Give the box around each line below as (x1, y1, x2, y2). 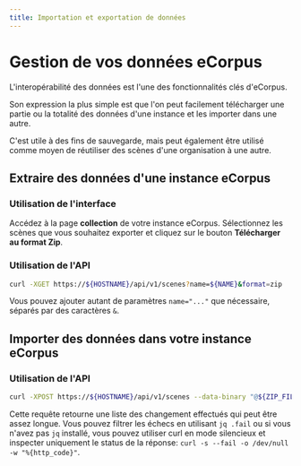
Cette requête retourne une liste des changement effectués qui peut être (9, 409, 278, 419)
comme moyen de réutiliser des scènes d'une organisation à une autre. (9, 144, 271, 155)
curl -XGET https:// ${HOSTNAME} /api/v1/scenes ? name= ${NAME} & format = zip (9, 280, 282, 289)
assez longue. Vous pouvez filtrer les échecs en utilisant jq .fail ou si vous (9, 418, 291, 428)
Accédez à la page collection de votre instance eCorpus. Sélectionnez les (9, 218, 284, 229)
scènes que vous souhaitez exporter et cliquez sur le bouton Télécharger (9, 228, 280, 238)
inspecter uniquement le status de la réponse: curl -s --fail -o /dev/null (9, 436, 289, 448)
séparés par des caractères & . (9, 306, 119, 316)
